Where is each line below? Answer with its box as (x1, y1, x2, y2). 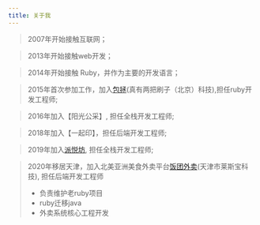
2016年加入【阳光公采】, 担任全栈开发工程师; (27, 111, 175, 121)
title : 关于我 (8, 11, 51, 20)
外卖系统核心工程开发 (39, 208, 109, 217)
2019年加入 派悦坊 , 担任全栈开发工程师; (27, 144, 154, 154)
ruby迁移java (39, 198, 82, 208)
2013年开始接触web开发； (27, 51, 113, 60)
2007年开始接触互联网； (27, 34, 107, 43)
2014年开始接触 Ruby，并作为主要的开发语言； (27, 68, 180, 77)
